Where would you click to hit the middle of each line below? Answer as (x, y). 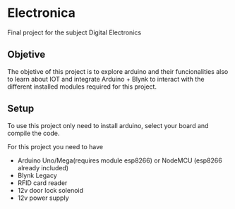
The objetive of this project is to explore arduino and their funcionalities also (118, 71)
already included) (43, 167)
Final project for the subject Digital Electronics (74, 32)
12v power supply (43, 198)
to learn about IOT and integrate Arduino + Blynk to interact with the (106, 79)
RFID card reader (42, 183)
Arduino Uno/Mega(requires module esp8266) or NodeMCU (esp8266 (120, 160)
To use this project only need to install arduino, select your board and (108, 125)
